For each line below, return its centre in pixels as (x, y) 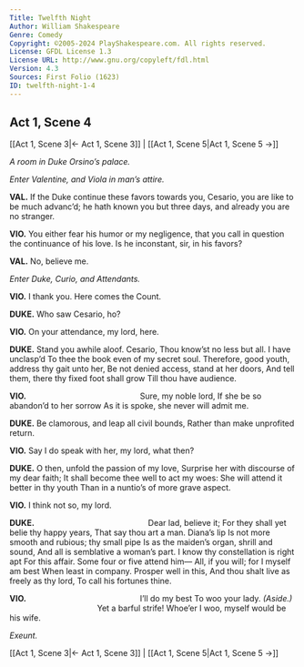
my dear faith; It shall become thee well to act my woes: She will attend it (146, 478)
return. (22, 433)
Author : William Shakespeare (65, 26)
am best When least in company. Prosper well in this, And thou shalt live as (150, 571)
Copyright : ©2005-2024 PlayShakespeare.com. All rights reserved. (138, 43)
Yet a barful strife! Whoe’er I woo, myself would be (192, 608)
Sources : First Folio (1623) (65, 77)
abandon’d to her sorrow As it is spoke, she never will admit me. (129, 406)
